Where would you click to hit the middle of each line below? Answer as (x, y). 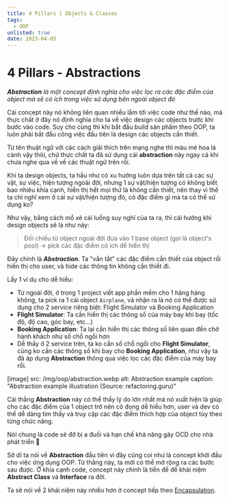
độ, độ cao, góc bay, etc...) (55, 322)
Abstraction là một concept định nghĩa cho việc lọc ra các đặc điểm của (110, 92)
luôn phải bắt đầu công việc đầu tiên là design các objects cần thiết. (103, 134)
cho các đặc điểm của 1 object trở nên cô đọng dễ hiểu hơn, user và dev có (113, 407)
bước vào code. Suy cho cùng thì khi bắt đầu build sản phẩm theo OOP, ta (111, 127)
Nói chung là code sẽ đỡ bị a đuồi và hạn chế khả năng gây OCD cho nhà (110, 435)
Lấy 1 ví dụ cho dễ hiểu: (40, 280)
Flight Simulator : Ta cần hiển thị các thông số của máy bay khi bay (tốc (118, 315)
